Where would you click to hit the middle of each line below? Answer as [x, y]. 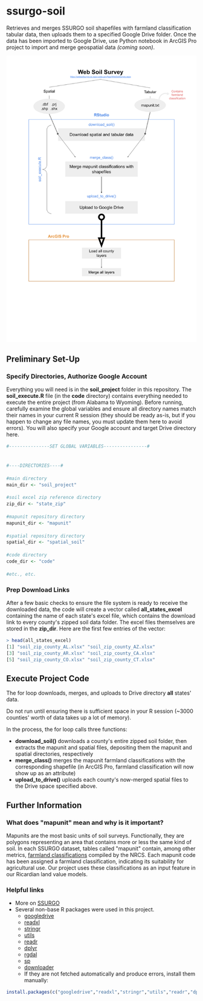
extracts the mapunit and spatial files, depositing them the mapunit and [103, 748]
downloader [39, 968]
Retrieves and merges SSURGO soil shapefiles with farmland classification [99, 28]
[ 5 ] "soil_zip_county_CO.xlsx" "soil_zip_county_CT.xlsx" [81, 659]
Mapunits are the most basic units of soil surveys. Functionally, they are [95, 836]
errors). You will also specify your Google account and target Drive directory [101, 428]
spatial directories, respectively [54, 754]
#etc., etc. [21, 574]
